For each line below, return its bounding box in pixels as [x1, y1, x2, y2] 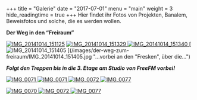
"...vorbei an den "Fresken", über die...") [93, 53, 190, 60]
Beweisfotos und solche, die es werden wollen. [6, 18, 121, 24]
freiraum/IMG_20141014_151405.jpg [6, 53, 92, 60]
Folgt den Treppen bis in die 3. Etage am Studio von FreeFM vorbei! [6, 64, 176, 72]
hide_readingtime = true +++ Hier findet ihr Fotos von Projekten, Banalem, [6, 11, 187, 18]
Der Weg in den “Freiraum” [6, 29, 74, 36]
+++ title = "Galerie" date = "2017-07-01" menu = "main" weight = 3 [6, 5, 173, 12]
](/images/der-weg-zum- [67, 47, 129, 54]
